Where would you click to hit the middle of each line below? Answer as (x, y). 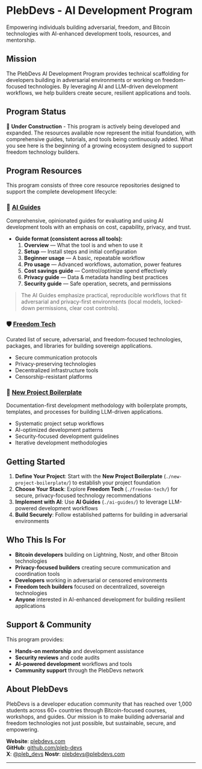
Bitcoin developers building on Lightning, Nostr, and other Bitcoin (96, 554)
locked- (173, 302)
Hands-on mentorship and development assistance (79, 651)
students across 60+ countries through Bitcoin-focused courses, (87, 710)
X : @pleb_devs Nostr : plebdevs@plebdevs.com (66, 754)
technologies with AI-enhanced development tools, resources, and (89, 33)
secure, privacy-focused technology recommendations (83, 496)
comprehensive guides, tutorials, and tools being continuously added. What (100, 139)
